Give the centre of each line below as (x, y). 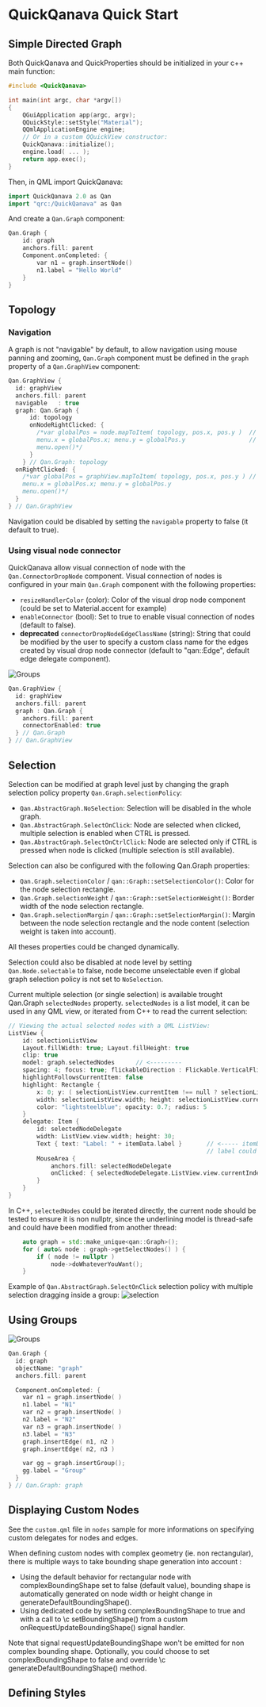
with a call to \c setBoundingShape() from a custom (104, 1619)
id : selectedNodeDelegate (80, 1129)
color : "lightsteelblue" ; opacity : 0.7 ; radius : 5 (122, 1107)
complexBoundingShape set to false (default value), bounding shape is (135, 1585)
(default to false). (48, 625)
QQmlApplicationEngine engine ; (74, 130)
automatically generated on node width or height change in (116, 1594)
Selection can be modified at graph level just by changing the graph (119, 784)
